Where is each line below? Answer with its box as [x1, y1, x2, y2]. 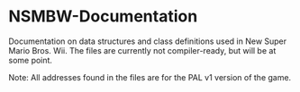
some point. [8, 54, 53, 65]
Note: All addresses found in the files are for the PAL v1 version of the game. [8, 71, 292, 82]
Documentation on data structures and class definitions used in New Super [8, 36, 287, 46]
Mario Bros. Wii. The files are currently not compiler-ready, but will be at [8, 45, 277, 55]
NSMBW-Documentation [8, 6, 198, 27]
